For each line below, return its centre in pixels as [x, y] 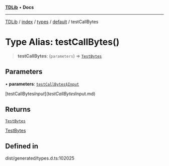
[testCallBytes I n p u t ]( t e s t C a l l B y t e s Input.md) [50, 94]
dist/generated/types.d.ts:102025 [40, 158]
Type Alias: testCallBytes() [62, 42]
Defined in [22, 146]
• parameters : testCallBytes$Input [42, 84]
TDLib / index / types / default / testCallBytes [52, 22]
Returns [18, 109]
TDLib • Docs [20, 7]
